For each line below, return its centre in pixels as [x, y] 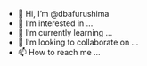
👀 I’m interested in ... [55, 23]
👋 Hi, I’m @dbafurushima [63, 14]
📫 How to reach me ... [59, 52]
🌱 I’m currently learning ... [65, 33]
